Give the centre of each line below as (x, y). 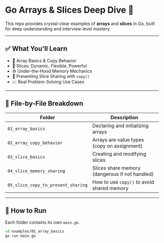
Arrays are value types (118, 140)
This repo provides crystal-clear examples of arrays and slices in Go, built (80, 24)
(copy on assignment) (117, 146)
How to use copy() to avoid (123, 182)
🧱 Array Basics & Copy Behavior (44, 60)
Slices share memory (116, 168)
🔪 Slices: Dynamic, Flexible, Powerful (49, 66)
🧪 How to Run (26, 210)
